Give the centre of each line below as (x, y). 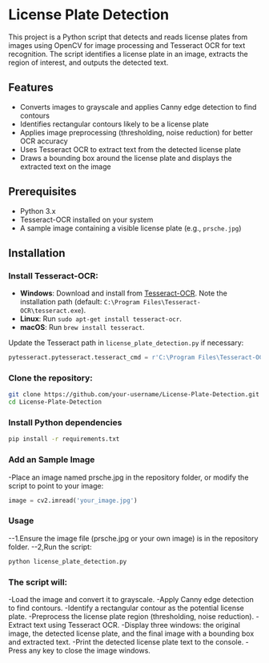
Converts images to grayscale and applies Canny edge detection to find (138, 106)
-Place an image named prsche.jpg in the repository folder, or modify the (128, 477)
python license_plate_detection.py (68, 561)
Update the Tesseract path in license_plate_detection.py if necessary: (126, 343)
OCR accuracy (44, 141)
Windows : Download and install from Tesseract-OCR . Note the (124, 293)
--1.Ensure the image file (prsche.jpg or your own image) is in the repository (133, 538)
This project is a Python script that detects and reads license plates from (128, 37)
